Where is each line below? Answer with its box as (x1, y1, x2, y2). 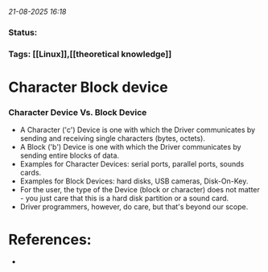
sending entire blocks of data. (19, 150, 119, 160)
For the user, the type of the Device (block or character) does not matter (19, 185, 260, 195)
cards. (19, 168, 42, 178)
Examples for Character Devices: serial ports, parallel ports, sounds (19, 159, 245, 169)
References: (8, 230, 92, 249)
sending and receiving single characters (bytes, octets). (19, 134, 205, 143)
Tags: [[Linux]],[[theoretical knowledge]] (8, 48, 172, 60)
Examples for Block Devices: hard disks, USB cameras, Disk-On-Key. (19, 176, 249, 186)
